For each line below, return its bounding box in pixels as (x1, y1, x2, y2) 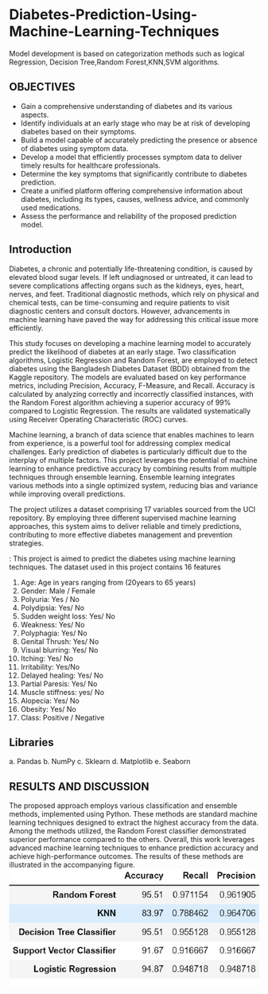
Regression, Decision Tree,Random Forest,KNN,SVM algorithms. (9, 57, 220, 67)
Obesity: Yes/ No (20, 704, 76, 713)
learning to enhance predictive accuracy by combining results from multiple (9, 464, 257, 473)
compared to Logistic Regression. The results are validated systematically (9, 406, 251, 415)
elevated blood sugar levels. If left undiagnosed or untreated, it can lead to (9, 272, 254, 282)
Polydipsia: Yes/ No (20, 603, 85, 612)
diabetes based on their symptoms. (20, 126, 137, 136)
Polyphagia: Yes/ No (20, 628, 87, 638)
